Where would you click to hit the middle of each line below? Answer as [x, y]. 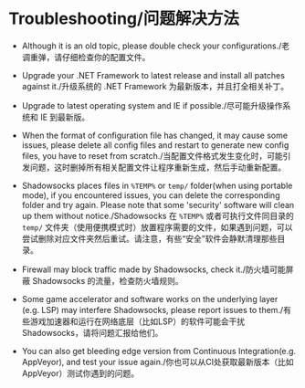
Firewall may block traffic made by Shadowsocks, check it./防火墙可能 [154, 269]
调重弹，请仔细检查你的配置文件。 [86, 57]
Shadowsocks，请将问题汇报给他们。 [92, 332]
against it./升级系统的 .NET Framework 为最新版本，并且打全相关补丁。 [155, 86]
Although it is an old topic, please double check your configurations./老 [155, 46]
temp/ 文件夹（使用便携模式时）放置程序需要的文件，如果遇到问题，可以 [157, 227]
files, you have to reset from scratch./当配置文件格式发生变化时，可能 [152, 155]
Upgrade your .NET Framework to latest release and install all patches [153, 75]
